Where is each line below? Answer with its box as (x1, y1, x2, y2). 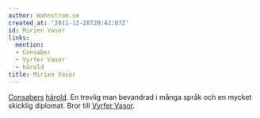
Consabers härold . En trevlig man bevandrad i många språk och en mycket (8, 92, 252, 101)
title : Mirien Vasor (8, 70, 77, 78)
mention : (15, 41, 44, 49)
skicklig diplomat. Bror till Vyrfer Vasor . (8, 101, 136, 110)
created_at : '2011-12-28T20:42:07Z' (8, 19, 129, 27)
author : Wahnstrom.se (8, 11, 80, 20)
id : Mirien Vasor (8, 26, 66, 34)
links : (8, 33, 30, 42)
